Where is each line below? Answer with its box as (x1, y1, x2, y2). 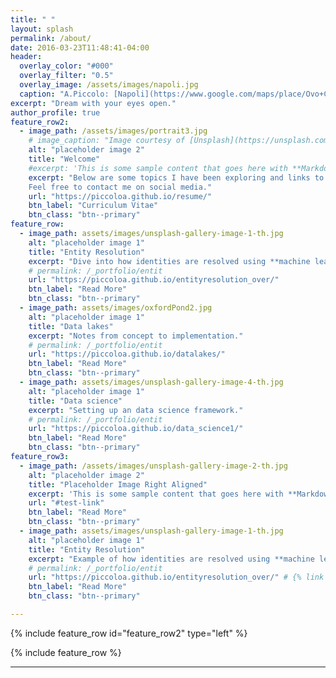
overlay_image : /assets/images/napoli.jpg (19, 80, 199, 90)
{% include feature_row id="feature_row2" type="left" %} (10, 627, 248, 639)
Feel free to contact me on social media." (28, 182, 213, 192)
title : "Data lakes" (28, 321, 114, 331)
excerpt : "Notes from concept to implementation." (28, 331, 244, 341)
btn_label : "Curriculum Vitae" (28, 201, 159, 211)
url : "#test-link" (28, 498, 105, 508)
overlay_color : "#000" (19, 61, 114, 71)
